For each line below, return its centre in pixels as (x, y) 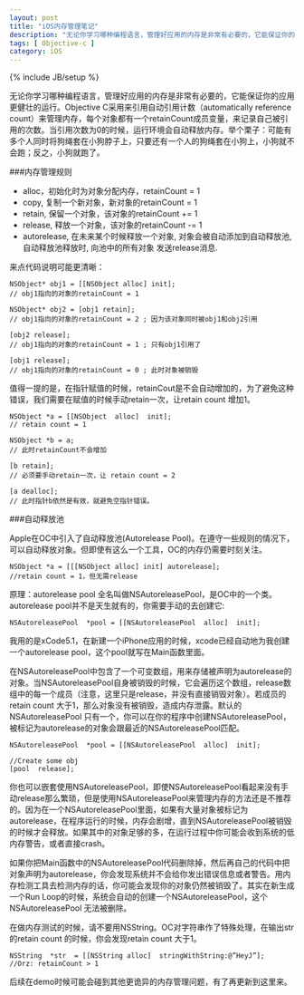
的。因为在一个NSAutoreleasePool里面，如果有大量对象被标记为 (129, 810)
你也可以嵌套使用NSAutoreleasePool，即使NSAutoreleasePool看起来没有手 (149, 787)
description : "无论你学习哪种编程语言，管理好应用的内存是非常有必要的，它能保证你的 (152, 34)
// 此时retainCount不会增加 (58, 450)
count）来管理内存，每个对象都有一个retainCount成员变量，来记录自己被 (145, 119)
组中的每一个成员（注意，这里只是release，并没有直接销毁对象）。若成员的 (148, 694)
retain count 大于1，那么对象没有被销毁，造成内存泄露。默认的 (126, 705)
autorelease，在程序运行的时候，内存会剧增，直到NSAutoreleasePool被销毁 (151, 821)
